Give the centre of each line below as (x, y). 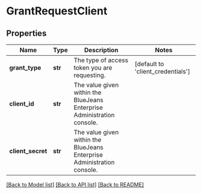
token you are (93, 68)
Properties (26, 33)
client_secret (28, 151)
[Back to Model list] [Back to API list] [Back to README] (75, 185)
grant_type (25, 68)
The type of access (101, 60)
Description (101, 50)
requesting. (90, 75)
